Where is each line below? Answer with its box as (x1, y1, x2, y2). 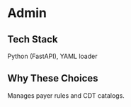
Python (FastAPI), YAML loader (7, 52, 98, 60)
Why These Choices (7, 72, 98, 84)
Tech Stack (7, 33, 58, 45)
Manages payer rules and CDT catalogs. (7, 91, 125, 100)
